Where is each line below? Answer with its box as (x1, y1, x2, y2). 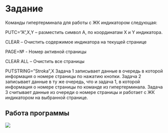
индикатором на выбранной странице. (5, 94, 88, 100)
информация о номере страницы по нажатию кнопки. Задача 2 (5, 73, 141, 79)
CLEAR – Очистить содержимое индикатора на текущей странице (5, 38, 147, 45)
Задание (5, 3, 44, 14)
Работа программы (5, 109, 70, 117)
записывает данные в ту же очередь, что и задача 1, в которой (5, 78, 140, 84)
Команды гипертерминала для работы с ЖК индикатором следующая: (5, 19, 157, 25)
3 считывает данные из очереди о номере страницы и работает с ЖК (5, 89, 155, 95)
